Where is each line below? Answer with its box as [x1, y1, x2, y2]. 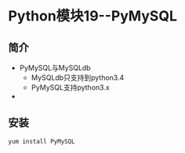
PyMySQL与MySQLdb [19, 64, 92, 72]
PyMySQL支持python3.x [31, 83, 110, 92]
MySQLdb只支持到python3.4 [31, 73, 125, 82]
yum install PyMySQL [8, 137, 76, 145]
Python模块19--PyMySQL [8, 7, 178, 25]
